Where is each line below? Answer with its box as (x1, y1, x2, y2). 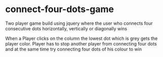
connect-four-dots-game (5, 4, 114, 15)
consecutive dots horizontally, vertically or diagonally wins (5, 25, 128, 31)
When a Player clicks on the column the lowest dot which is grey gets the (5, 35, 158, 41)
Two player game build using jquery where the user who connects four (5, 20, 153, 26)
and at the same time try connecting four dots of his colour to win (5, 46, 142, 52)
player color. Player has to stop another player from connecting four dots (5, 40, 157, 46)
